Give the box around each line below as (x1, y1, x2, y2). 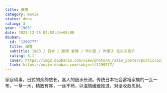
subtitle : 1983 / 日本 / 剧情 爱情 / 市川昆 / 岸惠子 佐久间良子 (9, 48, 135, 53)
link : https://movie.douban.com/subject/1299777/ (9, 62, 114, 67)
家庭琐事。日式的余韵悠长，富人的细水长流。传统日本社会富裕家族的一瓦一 (5, 77, 158, 83)
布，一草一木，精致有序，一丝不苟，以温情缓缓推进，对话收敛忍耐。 (5, 83, 145, 89)
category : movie (5, 12, 39, 17)
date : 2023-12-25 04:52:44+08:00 (5, 30, 75, 35)
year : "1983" (5, 26, 32, 31)
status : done (5, 16, 32, 21)
